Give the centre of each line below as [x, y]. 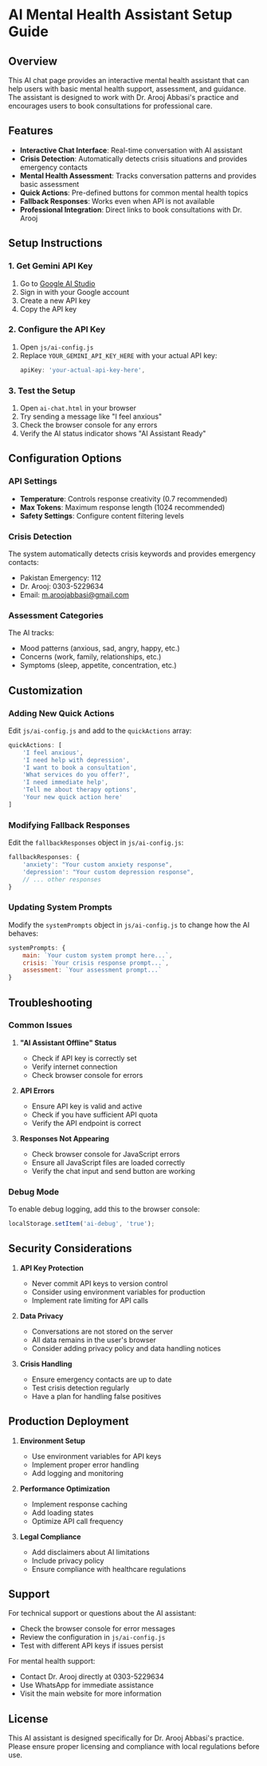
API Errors [37, 1090]
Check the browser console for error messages [97, 1629]
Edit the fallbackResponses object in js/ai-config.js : [96, 843]
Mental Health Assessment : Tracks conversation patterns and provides [138, 175]
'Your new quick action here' [73, 797]
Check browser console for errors [87, 1075]
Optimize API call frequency [77, 1521]
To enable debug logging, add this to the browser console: [104, 1209]
